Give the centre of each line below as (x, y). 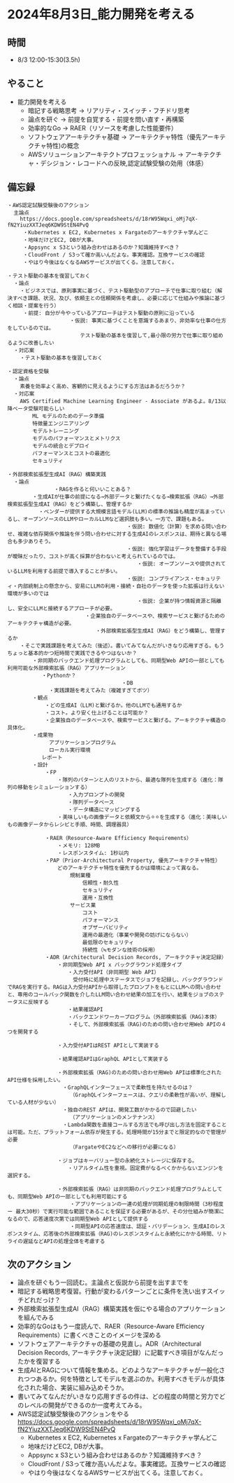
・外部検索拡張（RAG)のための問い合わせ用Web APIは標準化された (139, 1072)
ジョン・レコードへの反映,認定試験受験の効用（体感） (130, 163)
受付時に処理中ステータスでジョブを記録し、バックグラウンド (148, 980)
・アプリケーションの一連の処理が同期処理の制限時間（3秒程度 (146, 1204)
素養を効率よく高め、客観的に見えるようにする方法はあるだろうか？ (103, 386)
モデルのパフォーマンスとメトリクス (76, 438)
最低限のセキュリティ (108, 942)
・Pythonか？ (59, 675)
